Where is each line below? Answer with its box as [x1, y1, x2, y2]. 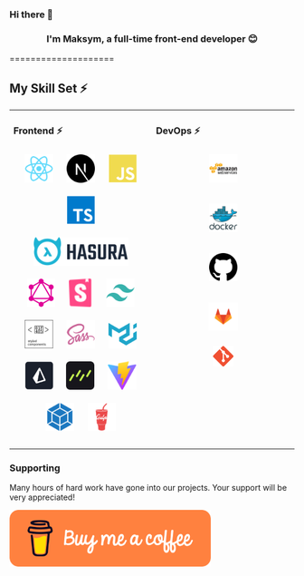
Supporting [9, 462, 61, 474]
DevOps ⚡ [156, 124, 201, 137]
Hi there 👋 [9, 8, 54, 21]
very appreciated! [9, 492, 75, 503]
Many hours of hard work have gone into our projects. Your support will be [9, 482, 288, 493]
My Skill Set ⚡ [9, 81, 88, 96]
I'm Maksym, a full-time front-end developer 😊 [46, 32, 258, 44]
